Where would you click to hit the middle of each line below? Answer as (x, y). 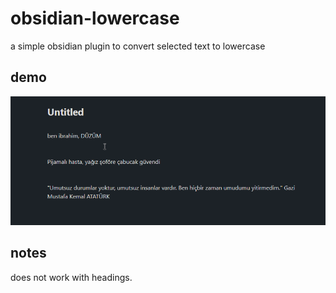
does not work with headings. (71, 277)
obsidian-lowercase (95, 18)
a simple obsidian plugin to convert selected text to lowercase (138, 46)
